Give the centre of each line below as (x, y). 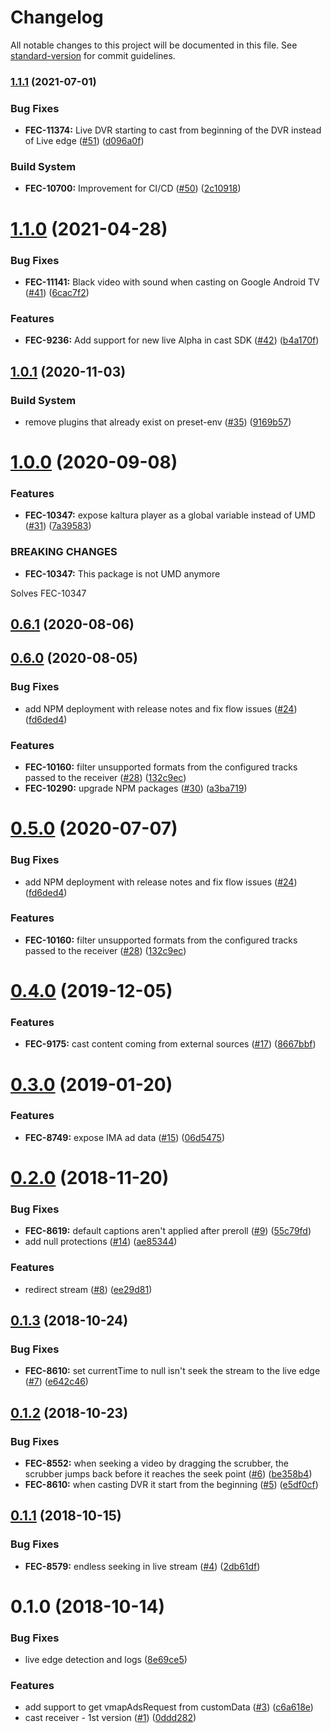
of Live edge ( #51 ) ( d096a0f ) (84, 141)
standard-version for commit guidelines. (93, 55)
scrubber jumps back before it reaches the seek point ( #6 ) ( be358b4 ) (168, 1473)
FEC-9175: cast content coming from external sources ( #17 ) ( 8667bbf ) (170, 1044)
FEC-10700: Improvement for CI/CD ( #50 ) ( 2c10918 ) (133, 188)
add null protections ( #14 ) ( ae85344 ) (101, 1242)
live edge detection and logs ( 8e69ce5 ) (106, 1660)
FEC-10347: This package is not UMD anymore (122, 573)
